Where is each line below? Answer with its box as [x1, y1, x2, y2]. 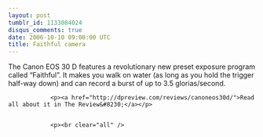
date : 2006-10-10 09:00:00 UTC [8, 33, 111, 41]
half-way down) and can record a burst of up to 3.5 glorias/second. [8, 79, 226, 88]
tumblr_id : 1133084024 [8, 19, 82, 27]
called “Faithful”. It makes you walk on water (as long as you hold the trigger [8, 70, 254, 80]
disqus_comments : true [8, 26, 82, 34]
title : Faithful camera [8, 41, 86, 49]
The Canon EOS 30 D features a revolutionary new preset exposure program [8, 62, 256, 71]
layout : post [8, 11, 51, 20]
